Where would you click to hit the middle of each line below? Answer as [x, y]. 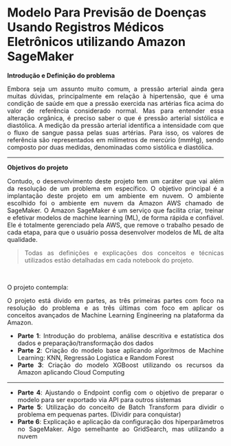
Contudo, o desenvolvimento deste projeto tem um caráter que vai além [115, 181]
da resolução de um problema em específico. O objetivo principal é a [115, 188]
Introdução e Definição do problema [61, 75]
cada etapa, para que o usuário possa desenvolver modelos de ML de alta [115, 232]
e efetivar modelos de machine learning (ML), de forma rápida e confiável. [115, 217]
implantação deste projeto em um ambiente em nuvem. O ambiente [115, 196]
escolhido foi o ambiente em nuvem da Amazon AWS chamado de [115, 203]
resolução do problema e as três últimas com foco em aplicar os [115, 308]
